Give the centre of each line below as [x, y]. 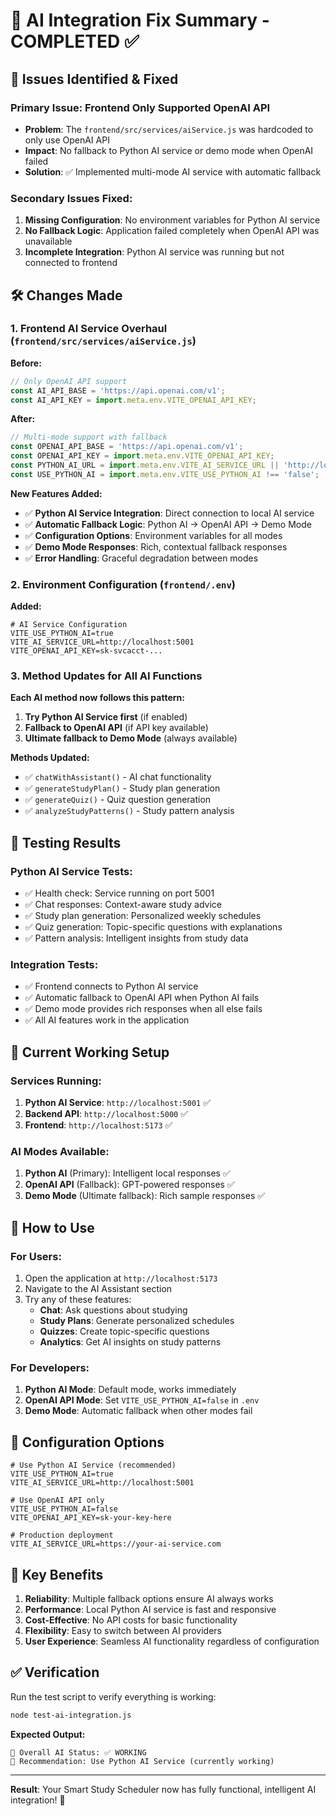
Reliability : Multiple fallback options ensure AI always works [149, 1599]
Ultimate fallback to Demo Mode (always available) [131, 738]
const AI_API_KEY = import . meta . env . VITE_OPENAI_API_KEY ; [133, 400]
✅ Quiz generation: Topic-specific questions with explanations [153, 927]
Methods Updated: [50, 758]
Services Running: [56, 1081]
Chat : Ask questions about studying [113, 1310]
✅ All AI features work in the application [107, 1020]
